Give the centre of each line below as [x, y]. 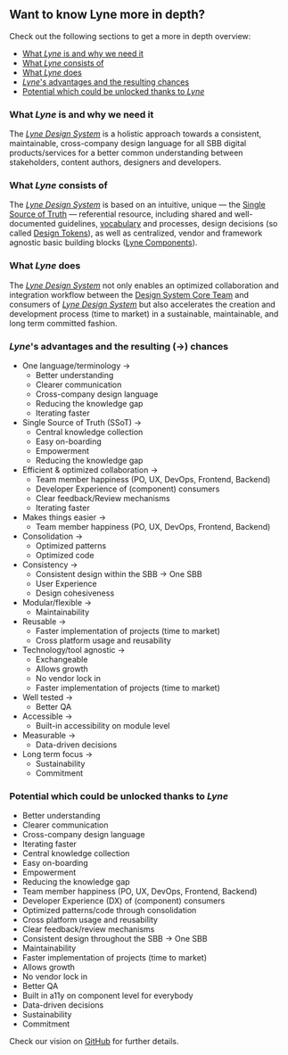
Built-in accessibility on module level [103, 725]
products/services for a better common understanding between [126, 153]
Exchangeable [62, 659]
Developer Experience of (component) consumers [128, 489]
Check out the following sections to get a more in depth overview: [130, 36]
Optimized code [65, 555]
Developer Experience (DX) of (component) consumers [123, 901]
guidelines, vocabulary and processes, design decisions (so [168, 224]
